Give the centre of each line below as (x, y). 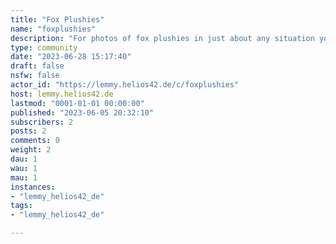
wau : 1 (24, 168)
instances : (33, 187)
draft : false (37, 66)
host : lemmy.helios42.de (62, 94)
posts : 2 (28, 131)
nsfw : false (35, 76)
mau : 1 (24, 177)
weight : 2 (31, 150)
